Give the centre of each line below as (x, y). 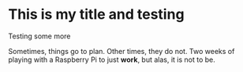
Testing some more (39, 36)
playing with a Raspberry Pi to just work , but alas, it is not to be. (112, 59)
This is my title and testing (96, 14)
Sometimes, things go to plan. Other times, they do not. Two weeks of (121, 51)
